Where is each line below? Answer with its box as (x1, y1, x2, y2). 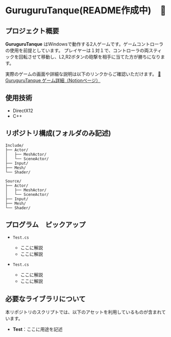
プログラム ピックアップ (5, 220, 86, 229)
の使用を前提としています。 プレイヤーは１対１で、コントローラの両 (5, 47, 149, 54)
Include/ (5, 143, 24, 148)
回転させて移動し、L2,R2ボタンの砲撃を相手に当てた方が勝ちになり (18, 54, 161, 60)
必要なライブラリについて (5, 294, 86, 303)
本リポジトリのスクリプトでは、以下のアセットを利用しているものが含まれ (5, 309, 162, 315)
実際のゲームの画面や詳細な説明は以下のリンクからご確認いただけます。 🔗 (5, 71, 161, 77)
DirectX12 (12, 108, 33, 114)
